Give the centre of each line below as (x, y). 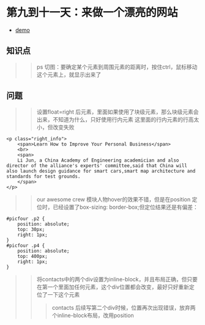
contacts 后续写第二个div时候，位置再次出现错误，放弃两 (124, 307)
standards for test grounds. (43, 176)
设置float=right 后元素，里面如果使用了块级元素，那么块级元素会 (117, 112)
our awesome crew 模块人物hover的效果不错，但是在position (114, 199)
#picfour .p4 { (26, 245)
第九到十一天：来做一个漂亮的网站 (92, 13)
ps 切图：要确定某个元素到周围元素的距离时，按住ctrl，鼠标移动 (117, 67)
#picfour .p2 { (26, 219)
